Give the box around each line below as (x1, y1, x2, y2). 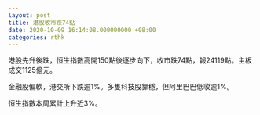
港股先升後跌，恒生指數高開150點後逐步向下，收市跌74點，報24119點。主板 (8, 56, 253, 65)
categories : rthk (8, 33, 65, 41)
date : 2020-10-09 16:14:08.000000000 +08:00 (8, 26, 156, 34)
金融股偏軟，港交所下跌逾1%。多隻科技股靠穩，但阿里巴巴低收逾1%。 (8, 82, 234, 92)
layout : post (8, 11, 51, 20)
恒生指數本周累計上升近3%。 (8, 99, 102, 108)
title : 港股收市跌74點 (8, 19, 75, 27)
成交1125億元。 (8, 66, 57, 75)
